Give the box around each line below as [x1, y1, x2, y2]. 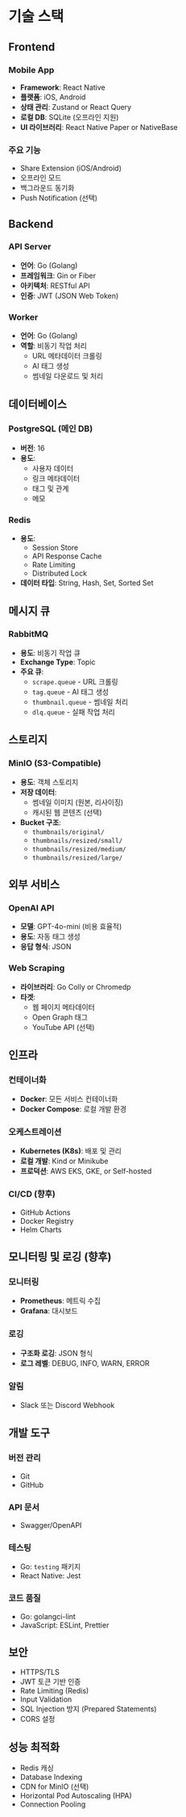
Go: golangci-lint [19, 1611, 76, 1621]
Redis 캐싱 [19, 1763, 54, 1773]
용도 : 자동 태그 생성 [19, 932, 81, 941]
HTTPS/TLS [19, 1668, 60, 1677]
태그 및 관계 [31, 484, 69, 493]
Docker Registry [19, 1216, 74, 1225]
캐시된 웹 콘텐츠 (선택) [31, 807, 102, 817]
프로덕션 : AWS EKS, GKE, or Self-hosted [19, 1166, 152, 1176]
